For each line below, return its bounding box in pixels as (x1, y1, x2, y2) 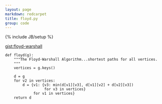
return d (14, 95, 32, 100)
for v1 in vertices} (33, 91, 75, 96)
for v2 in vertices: (14, 78, 55, 83)
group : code (5, 20, 29, 26)
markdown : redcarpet (5, 12, 47, 17)
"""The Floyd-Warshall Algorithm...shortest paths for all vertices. (14, 57, 158, 62)
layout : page (5, 7, 32, 12)
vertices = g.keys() (14, 66, 55, 70)
